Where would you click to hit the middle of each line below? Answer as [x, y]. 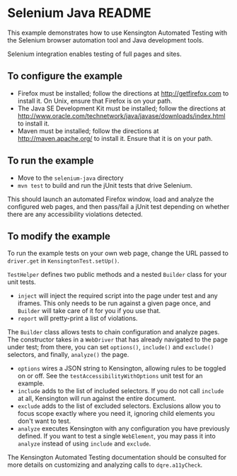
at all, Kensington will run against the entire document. [97, 399]
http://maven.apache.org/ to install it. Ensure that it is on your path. [115, 138]
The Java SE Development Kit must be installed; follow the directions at [122, 108]
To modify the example [59, 236]
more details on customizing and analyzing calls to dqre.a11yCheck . [105, 465]
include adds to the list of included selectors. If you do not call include [121, 391]
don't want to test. [44, 421]
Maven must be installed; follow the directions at [88, 131]
